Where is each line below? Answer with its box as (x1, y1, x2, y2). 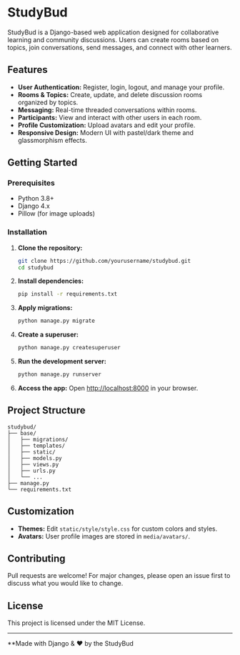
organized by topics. (17, 98, 79, 106)
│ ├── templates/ (7, 442, 66, 449)
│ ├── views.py (7, 461, 59, 468)
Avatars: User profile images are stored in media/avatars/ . (17, 531, 191, 540)
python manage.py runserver (17, 371, 101, 379)
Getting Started (7, 156, 78, 169)
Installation (7, 227, 48, 237)
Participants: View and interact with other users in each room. (17, 113, 202, 121)
